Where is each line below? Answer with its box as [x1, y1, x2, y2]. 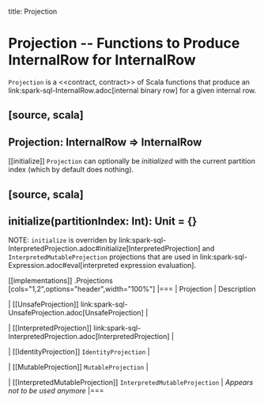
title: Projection [8, 7, 58, 16]
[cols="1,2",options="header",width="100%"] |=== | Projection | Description [8, 284, 256, 294]
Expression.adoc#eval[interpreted [8, 261, 119, 270]
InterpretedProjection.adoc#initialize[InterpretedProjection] [8, 244, 201, 254]
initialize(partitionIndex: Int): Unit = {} [8, 214, 198, 228]
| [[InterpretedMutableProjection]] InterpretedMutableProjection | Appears [8, 378, 254, 387]
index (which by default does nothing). [8, 165, 134, 175]
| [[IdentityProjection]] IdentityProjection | [8, 347, 150, 356]
